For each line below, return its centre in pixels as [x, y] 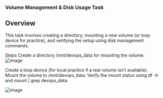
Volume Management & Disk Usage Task [54, 7]
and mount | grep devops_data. [37, 80]
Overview [20, 23]
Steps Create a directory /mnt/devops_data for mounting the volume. [75, 55]
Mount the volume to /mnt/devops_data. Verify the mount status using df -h [82, 75]
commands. [17, 45]
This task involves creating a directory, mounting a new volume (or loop [78, 35]
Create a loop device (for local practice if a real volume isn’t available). [77, 70]
